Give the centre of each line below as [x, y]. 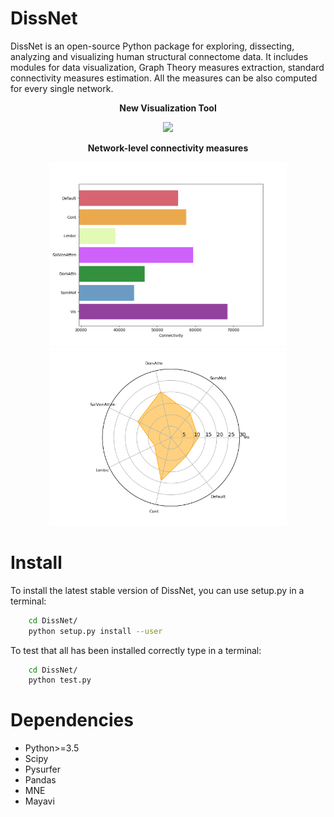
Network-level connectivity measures [168, 148]
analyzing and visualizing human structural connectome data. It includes [159, 56]
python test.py [60, 680]
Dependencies [72, 720]
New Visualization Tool [168, 108]
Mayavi [39, 801]
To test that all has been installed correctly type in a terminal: [136, 650]
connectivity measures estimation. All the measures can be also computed [164, 78]
